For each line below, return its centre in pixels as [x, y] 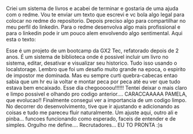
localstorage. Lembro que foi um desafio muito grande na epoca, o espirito [96, 69]
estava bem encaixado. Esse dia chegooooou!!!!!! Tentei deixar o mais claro [97, 88]
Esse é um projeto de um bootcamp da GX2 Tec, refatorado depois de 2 [92, 51]
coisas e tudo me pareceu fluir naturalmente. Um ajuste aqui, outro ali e [92, 112]
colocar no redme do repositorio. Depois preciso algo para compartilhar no [96, 21]
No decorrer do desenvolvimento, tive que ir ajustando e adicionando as [93, 106]
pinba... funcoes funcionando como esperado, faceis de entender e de [91, 119]
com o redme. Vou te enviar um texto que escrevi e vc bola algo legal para [95, 15]
